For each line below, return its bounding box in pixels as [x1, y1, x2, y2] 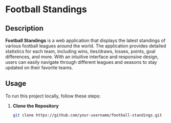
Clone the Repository [12, 103, 59, 109]
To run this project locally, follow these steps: [5, 93, 101, 99]
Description [5, 24, 44, 33]
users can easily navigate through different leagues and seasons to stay [5, 59, 157, 65]
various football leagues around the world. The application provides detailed [5, 43, 166, 49]
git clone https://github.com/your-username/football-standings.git [12, 112, 162, 118]
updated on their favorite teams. [5, 65, 73, 70]
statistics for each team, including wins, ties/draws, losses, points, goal [5, 48, 156, 54]
